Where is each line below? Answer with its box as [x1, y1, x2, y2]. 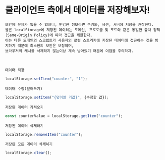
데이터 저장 [5, 67, 25, 72]
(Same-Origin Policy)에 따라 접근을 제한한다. [5, 33, 93, 38]
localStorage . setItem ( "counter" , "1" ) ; [5, 76, 88, 81]
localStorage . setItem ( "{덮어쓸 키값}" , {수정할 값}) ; [5, 95, 109, 100]
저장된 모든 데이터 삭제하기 [5, 142, 53, 147]
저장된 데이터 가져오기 [5, 105, 44, 109]
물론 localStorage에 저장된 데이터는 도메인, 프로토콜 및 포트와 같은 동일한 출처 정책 [5, 27, 160, 32]
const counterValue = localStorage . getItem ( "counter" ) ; [5, 113, 123, 118]
